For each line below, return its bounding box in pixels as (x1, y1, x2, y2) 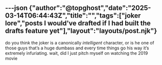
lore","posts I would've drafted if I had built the (5, 19, 151, 27)
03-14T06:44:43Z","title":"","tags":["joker (5, 12, 141, 20)
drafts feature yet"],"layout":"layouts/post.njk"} (5, 27, 157, 35)
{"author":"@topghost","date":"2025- (28, 4, 151, 12)
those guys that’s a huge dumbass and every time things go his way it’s (5, 45, 149, 51)
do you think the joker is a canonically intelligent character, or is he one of (5, 40, 155, 45)
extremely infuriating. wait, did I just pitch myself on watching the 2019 (5, 50, 148, 56)
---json (5, 4, 28, 12)
